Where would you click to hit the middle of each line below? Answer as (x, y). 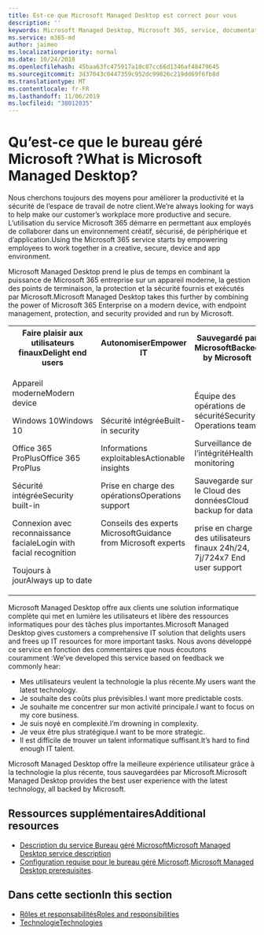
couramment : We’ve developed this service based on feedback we (116, 658)
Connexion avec (42, 523)
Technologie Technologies (61, 922)
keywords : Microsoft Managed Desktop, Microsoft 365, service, (114, 30)
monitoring (214, 464)
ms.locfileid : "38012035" (50, 103)
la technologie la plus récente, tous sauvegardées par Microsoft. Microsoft (128, 773)
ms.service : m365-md (42, 37)
